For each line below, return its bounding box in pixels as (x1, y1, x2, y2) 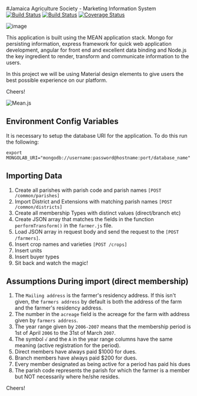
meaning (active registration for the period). (14, 342, 121, 349)
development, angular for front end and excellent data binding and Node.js (6, 46, 187, 54)
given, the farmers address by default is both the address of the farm (14, 298, 182, 305)
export (6, 149, 22, 155)
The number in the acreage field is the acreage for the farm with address (14, 311, 190, 318)
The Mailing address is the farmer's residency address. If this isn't (14, 292, 176, 299)
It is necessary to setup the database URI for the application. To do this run (6, 132, 188, 139)
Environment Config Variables (6, 117, 119, 127)
